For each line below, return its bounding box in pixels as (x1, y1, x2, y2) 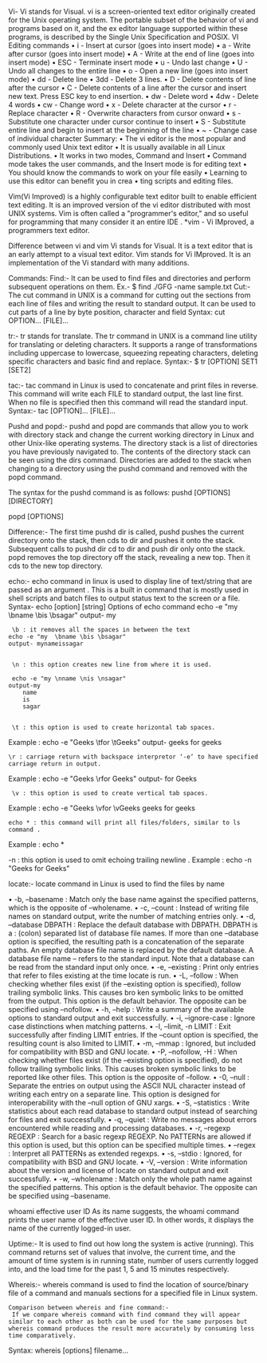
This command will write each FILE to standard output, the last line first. (8, 389, 244, 398)
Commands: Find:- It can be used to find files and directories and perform (8, 274, 251, 282)
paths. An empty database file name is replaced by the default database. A (8, 945, 253, 955)
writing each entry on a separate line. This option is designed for (8, 1089, 221, 1099)
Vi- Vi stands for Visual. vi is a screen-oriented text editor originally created (8, 7, 256, 16)
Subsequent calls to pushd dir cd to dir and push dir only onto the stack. (8, 544, 245, 553)
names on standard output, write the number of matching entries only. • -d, (8, 912, 256, 920)
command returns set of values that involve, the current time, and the (8, 1247, 236, 1257)
